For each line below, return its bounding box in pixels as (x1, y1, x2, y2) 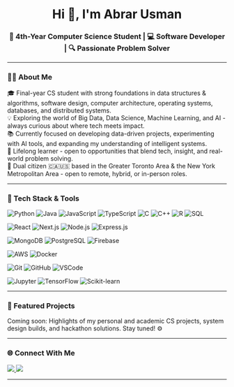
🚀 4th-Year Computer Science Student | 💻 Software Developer (9, 31, 225, 41)
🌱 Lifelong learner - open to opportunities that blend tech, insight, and (7, 147, 208, 155)
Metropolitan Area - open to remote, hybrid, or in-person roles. (7, 169, 188, 177)
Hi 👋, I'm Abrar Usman (52, 6, 182, 22)
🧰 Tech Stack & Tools (7, 193, 80, 203)
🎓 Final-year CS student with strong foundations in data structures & (7, 89, 207, 97)
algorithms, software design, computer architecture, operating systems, (7, 98, 214, 107)
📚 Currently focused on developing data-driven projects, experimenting (7, 129, 214, 138)
